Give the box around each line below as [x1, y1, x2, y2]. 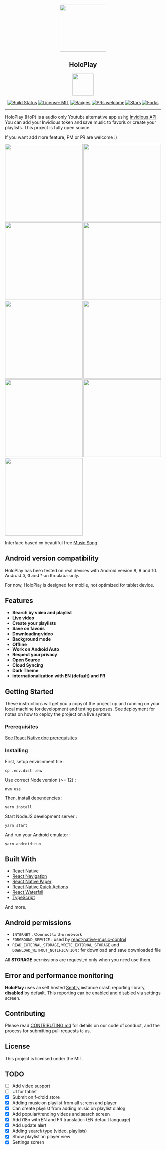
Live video [12, 615, 35, 621]
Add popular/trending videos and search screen [12, 1111, 110, 1117]
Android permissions [5, 919, 72, 927]
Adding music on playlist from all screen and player [12, 1100, 117, 1106]
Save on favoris [12, 626, 45, 632]
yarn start [5, 823, 28, 828]
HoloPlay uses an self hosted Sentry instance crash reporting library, [5, 985, 146, 991]
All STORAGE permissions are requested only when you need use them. [5, 957, 152, 963]
